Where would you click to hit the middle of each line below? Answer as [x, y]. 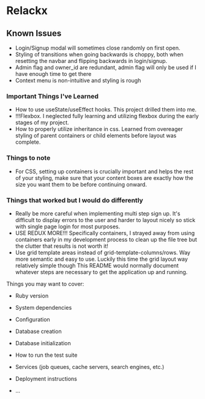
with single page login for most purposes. [68, 226]
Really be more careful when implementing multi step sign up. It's [98, 213]
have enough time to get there [53, 74]
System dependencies [43, 307]
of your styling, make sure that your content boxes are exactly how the [104, 177]
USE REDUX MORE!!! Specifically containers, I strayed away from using [105, 233]
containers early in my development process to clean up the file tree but [106, 239]
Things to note [28, 158]
